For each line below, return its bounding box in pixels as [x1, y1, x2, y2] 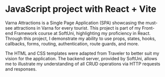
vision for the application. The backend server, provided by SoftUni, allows [5, 55, 158, 61]
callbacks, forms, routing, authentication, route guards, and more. [5, 40, 139, 46]
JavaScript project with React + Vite [5, 3, 157, 15]
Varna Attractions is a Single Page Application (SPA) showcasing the [5, 20, 145, 26]
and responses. [5, 66, 37, 72]
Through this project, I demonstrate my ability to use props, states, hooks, [5, 36, 156, 41]
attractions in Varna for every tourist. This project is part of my [13, 25, 141, 31]
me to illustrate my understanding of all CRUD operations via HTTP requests [5, 61, 161, 67]
